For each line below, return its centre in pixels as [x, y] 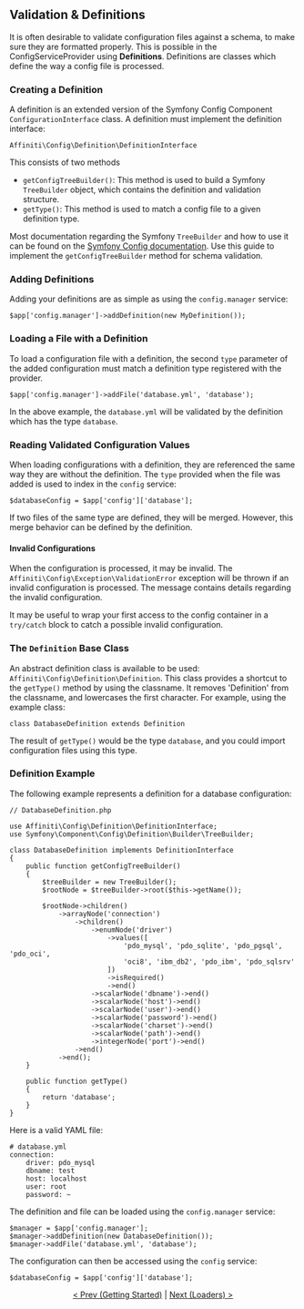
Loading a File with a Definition [79, 339]
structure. [41, 199]
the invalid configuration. [56, 598]
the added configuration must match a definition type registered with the [146, 368]
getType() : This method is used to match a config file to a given [142, 210]
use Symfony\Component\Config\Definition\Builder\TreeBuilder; [132, 834]
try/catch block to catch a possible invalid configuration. [117, 625]
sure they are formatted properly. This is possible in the [113, 46]
